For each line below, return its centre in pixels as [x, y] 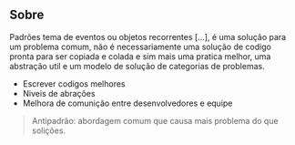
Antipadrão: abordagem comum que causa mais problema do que [155, 120]
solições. [49, 130]
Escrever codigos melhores [74, 83]
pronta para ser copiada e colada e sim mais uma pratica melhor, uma [140, 56]
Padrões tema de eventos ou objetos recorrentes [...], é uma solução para [148, 36]
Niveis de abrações [59, 93]
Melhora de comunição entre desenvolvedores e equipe [127, 103]
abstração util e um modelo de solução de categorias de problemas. [137, 66]
